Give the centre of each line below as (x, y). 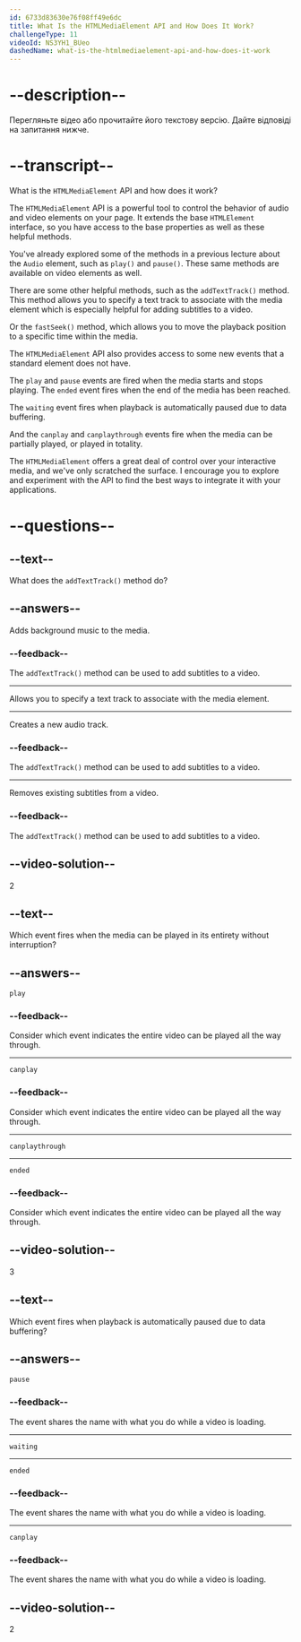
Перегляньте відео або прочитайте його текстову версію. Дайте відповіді (150, 120)
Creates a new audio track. (59, 725)
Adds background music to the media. (80, 630)
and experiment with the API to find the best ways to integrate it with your (145, 480)
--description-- (68, 95)
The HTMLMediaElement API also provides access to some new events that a (147, 354)
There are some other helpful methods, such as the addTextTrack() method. (149, 290)
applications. (33, 490)
